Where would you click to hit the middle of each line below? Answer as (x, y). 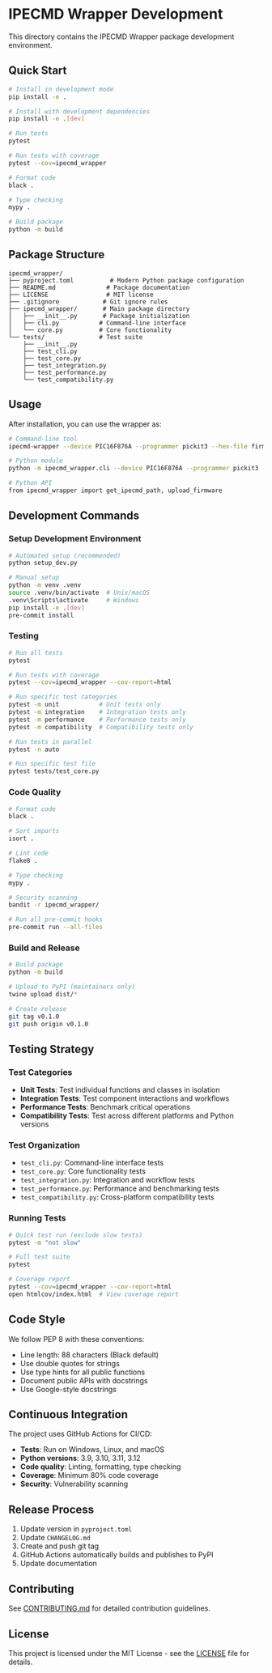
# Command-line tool (43, 439)
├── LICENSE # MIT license (81, 295)
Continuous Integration (68, 1414)
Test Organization (45, 1145)
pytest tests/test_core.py (54, 771)
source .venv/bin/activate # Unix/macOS (79, 593)
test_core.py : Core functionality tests (83, 1171)
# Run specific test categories (63, 697)
